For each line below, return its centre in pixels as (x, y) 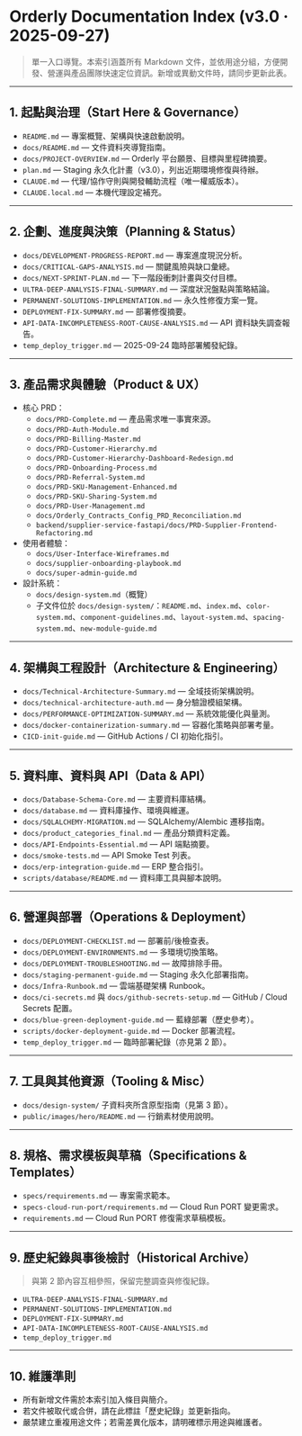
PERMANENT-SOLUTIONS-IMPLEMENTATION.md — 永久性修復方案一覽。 (142, 300)
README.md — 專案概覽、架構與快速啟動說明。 (106, 136)
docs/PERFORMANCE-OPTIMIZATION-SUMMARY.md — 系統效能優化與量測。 (149, 714)
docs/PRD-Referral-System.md (90, 478)
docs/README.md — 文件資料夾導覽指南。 (96, 147)
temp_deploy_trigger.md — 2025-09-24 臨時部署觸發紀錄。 (132, 345)
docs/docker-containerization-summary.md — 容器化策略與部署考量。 (150, 725)
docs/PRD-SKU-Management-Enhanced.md (107, 488)
